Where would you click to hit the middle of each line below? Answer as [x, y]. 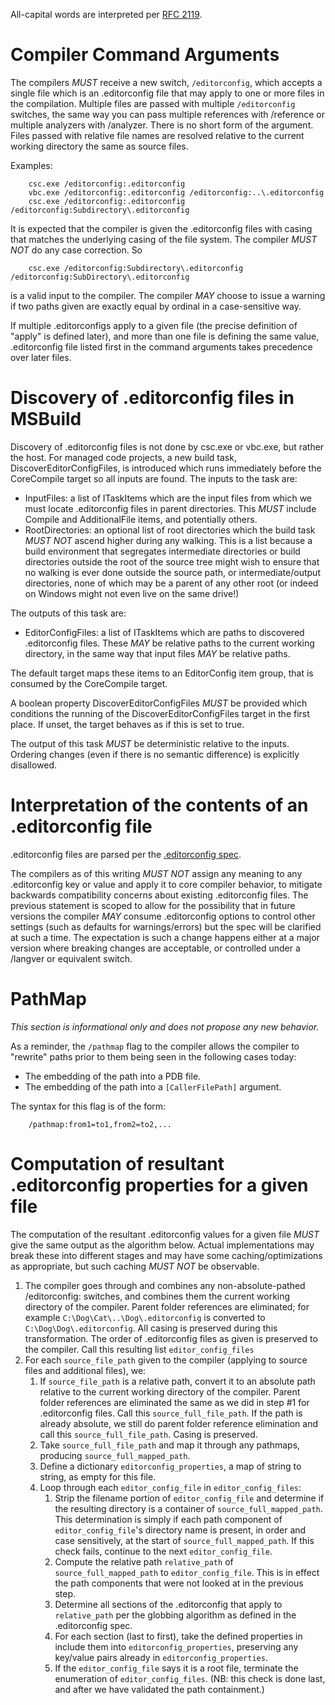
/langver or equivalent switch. [71, 958]
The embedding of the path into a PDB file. [113, 1076]
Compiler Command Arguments [145, 55]
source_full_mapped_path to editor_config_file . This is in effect [187, 1572]
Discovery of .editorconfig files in [152, 398]
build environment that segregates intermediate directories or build [162, 551]
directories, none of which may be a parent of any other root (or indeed [171, 583]
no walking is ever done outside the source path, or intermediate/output [172, 572]
